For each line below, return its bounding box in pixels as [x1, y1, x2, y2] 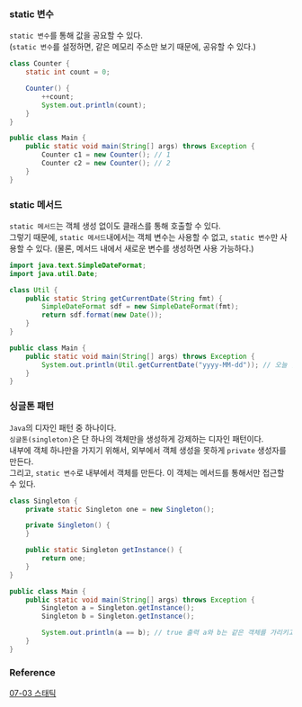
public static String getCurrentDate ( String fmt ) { [25, 294, 223, 303]
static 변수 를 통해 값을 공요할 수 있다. [9, 30, 144, 41]
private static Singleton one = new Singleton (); [25, 505, 216, 514]
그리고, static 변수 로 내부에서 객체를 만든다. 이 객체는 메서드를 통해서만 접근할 [9, 467, 285, 478]
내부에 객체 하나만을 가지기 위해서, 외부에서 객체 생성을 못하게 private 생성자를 [9, 444, 287, 455]
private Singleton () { [25, 521, 111, 530]
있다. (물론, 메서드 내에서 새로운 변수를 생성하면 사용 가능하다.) [35, 243, 254, 254]
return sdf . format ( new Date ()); [41, 310, 164, 320]
